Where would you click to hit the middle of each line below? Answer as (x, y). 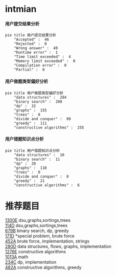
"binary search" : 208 (38, 102)
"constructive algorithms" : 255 (49, 127)
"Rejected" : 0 (31, 44)
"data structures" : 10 (39, 155)
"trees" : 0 (27, 172)
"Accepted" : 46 (32, 40)
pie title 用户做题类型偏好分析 (34, 93)
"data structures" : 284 (40, 97)
